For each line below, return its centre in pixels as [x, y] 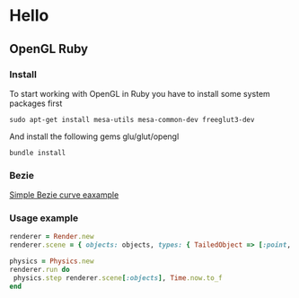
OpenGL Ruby [48, 49]
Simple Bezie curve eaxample [64, 195]
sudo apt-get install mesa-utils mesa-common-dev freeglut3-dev [132, 119]
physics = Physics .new [52, 261]
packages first [36, 103]
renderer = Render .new [52, 237]
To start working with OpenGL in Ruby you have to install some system [140, 93]
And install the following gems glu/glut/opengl [94, 136]
